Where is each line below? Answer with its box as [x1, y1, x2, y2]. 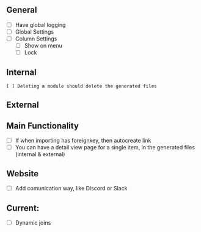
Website [6, 168, 38, 179]
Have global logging [15, 21, 66, 28]
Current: [6, 203, 40, 213]
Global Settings [15, 28, 54, 36]
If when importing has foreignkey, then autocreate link [15, 137, 152, 144]
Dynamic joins [15, 219, 51, 226]
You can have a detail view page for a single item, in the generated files [15, 144, 196, 151]
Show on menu [24, 42, 62, 49]
